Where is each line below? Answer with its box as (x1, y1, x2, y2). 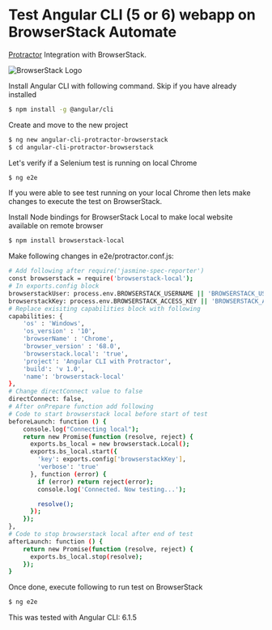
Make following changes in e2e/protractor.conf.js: (8, 251, 174, 261)
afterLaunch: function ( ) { (8, 537, 104, 546)
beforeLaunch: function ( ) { (8, 417, 107, 426)
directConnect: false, (8, 395, 85, 403)
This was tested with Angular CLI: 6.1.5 (8, 613, 138, 623)
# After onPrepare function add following (8, 402, 154, 411)
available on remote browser (8, 221, 104, 231)
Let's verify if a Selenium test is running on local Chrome (8, 158, 198, 168)
